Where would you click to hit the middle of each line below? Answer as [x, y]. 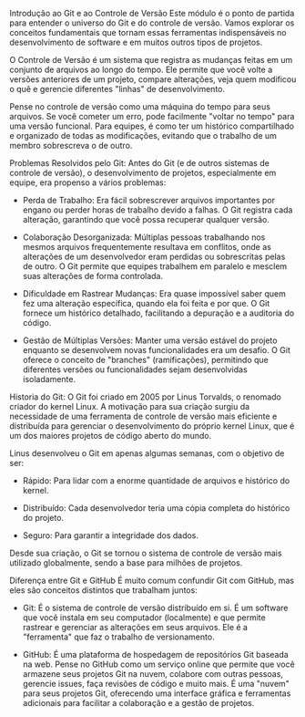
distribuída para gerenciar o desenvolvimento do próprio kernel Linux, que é [152, 426]
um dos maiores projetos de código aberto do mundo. [111, 436]
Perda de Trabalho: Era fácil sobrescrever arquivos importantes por [149, 200]
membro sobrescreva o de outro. [71, 145]
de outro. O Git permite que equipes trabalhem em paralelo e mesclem [155, 266]
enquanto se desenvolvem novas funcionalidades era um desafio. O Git [157, 350]
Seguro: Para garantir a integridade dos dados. [110, 535]
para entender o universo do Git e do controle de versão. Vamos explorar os [152, 23]
